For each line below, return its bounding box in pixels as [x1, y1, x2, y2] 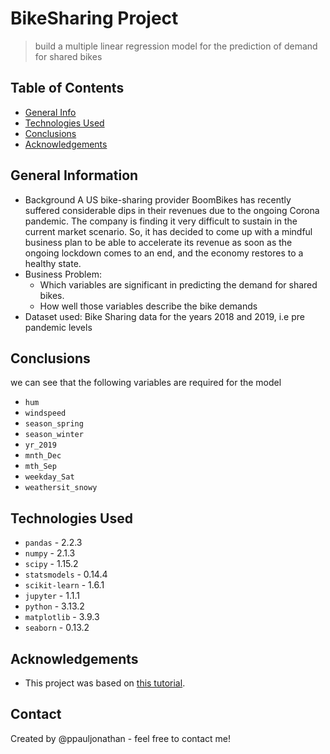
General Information [10, 167, 139, 184]
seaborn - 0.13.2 [24, 622, 90, 634]
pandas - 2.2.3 [24, 537, 83, 549]
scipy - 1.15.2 [24, 558, 79, 570]
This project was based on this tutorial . [24, 677, 186, 689]
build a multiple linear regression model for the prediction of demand [34, 40, 318, 52]
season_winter [24, 430, 84, 440]
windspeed [24, 408, 67, 419]
